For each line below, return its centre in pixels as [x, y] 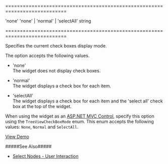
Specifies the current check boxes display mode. [56, 46]
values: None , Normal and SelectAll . [42, 127]
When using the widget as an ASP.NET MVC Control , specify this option [80, 116]
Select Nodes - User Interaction [45, 156]
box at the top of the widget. [42, 106]
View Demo [17, 136]
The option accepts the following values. [47, 56]
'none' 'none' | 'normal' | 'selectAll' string [48, 21]
